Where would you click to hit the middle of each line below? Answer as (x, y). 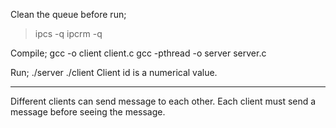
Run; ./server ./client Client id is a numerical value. (114, 72)
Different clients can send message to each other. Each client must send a (163, 101)
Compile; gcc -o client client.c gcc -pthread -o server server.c (138, 53)
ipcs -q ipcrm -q (68, 33)
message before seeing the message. (88, 112)
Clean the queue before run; (68, 14)
